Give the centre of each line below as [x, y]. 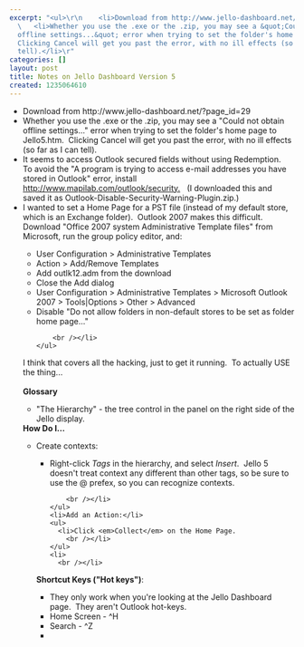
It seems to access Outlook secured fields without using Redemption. [152, 159]
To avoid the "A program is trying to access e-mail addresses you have [154, 169]
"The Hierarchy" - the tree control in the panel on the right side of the [165, 409]
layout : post [34, 69]
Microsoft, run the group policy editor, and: [102, 236]
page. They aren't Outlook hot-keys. [118, 606]
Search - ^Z [71, 625]
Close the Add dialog [75, 283]
